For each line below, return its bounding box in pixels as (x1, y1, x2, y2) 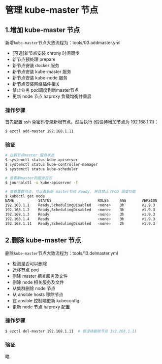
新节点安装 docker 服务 (12, 63, 60, 68)
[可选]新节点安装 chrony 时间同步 (12, 50, 80, 56)
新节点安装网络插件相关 (12, 81, 60, 87)
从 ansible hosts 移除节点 (12, 291, 64, 297)
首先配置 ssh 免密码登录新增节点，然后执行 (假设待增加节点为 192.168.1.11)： (5, 119, 159, 125)
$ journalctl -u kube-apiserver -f (5, 180, 78, 185)
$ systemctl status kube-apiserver (5, 157, 78, 163)
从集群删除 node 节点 (12, 285, 56, 291)
